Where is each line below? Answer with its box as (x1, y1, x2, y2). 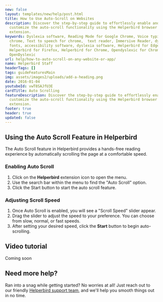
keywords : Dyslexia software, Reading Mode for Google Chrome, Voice (5, 34, 149, 39)
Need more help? (5, 270, 58, 278)
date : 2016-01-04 (5, 79, 40, 84)
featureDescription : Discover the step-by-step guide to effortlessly (5, 93, 151, 97)
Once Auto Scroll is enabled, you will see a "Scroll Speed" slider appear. (12, 208, 156, 214)
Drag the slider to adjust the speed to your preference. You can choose (12, 213, 154, 219)
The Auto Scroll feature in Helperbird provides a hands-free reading (5, 146, 141, 152)
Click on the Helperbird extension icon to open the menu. (12, 174, 128, 180)
